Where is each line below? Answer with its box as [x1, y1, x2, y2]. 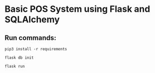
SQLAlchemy [4, 14, 60, 25]
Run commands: [4, 34, 57, 42]
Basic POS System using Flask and [4, 3, 151, 15]
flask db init [4, 55, 34, 60]
